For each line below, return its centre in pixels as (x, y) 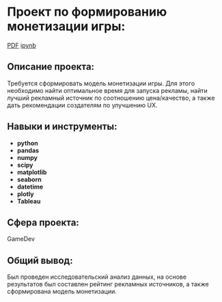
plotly (25, 194)
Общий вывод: (40, 260)
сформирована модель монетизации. (62, 292)
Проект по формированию (87, 12)
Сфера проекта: (43, 222)
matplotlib (32, 172)
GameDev (21, 239)
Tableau (29, 201)
